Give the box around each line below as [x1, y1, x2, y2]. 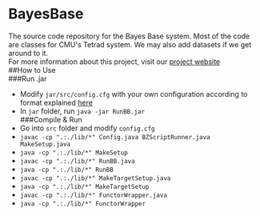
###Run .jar [8, 74, 47, 83]
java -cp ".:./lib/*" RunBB [19, 166, 114, 174]
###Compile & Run [19, 114, 82, 124]
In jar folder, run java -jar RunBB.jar [19, 106, 146, 116]
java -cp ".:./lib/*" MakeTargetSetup [19, 182, 150, 190]
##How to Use [8, 65, 56, 74]
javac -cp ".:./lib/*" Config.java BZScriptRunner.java [19, 133, 210, 141]
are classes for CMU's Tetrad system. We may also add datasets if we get [8, 39, 252, 49]
